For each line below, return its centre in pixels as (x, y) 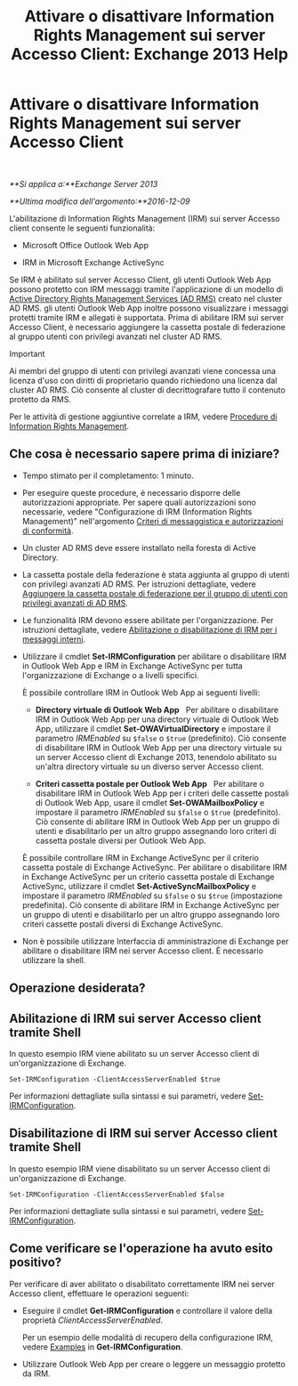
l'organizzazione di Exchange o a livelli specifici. (110, 675)
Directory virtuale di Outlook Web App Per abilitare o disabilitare (157, 709)
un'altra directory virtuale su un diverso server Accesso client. (149, 766)
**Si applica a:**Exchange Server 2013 (84, 183)
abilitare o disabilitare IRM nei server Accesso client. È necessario (143, 951)
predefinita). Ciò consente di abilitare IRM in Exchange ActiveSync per (151, 904)
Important (27, 353)
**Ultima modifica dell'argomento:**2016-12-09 (100, 201)
